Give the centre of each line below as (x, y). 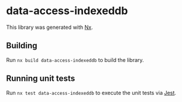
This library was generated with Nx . (50, 27)
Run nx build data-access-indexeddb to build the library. (75, 60)
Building (22, 46)
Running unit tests (41, 79)
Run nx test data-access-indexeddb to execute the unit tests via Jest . (91, 93)
